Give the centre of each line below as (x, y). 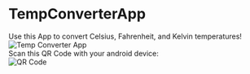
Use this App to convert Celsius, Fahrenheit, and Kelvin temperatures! (125, 36)
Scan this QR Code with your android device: (83, 53)
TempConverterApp (77, 14)
